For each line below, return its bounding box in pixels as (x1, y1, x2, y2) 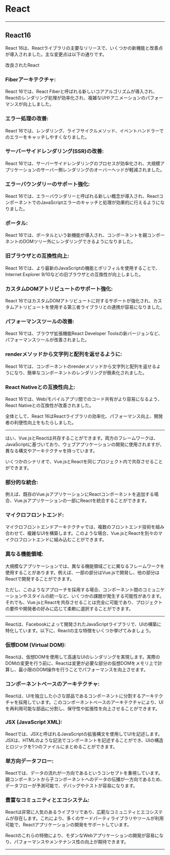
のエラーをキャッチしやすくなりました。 (5, 134, 90, 140)
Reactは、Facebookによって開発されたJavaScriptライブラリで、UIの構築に (5, 621, 162, 627)
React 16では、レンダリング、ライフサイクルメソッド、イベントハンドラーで (5, 127, 164, 133)
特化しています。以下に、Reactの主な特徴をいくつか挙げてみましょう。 (5, 627, 154, 633)
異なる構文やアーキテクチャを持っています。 (5, 448, 98, 454)
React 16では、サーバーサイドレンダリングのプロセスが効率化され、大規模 (5, 160, 160, 166)
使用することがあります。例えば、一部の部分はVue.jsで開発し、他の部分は (5, 569, 160, 575)
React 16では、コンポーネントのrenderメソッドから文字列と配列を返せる (5, 363, 157, 369)
